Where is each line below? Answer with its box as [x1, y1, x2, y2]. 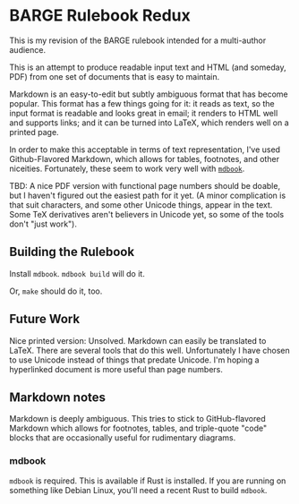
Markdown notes [9, 389, 106, 405]
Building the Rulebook [9, 244, 135, 260]
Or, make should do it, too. [9, 286, 103, 296]
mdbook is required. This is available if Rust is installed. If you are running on [9, 475, 286, 486]
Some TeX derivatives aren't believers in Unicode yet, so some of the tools [9, 209, 285, 219]
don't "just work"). [9, 218, 78, 229]
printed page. [9, 126, 60, 137]
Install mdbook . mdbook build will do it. [9, 268, 145, 278]
